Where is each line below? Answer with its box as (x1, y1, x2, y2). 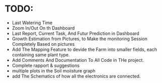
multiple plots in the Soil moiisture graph (12, 67, 96, 73)
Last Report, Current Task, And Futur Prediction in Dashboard (12, 30, 139, 36)
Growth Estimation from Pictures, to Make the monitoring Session (12, 36, 148, 42)
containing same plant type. (12, 51, 70, 58)
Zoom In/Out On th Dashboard (12, 25, 75, 31)
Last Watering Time (12, 20, 53, 26)
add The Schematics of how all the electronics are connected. (12, 73, 141, 79)
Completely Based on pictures (12, 41, 75, 47)
